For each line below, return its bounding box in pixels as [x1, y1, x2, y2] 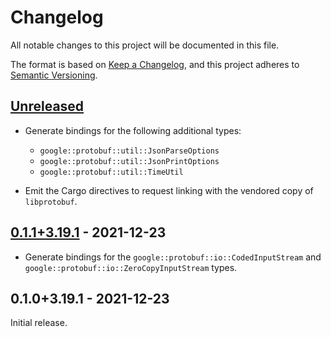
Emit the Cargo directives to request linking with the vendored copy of [24, 184, 314, 196]
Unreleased [10, 98, 85, 115]
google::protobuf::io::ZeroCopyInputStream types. [24, 261, 238, 273]
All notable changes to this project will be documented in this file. [10, 39, 280, 51]
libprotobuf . [24, 195, 78, 207]
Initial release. [10, 317, 68, 329]
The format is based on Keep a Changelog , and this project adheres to [10, 58, 300, 70]
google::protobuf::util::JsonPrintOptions [39, 156, 220, 166]
